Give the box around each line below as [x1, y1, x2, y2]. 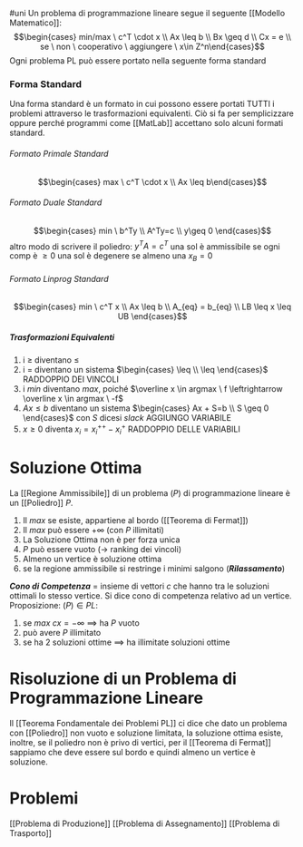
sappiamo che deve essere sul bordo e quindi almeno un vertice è [9, 746, 256, 757]
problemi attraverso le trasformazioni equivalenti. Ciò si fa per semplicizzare [9, 108, 295, 119]
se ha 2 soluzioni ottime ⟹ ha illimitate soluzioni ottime [22, 637, 230, 647]
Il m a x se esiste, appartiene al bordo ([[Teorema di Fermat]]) [22, 514, 249, 525]
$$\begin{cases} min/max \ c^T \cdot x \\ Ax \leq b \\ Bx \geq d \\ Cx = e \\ [13, 32, 292, 42]
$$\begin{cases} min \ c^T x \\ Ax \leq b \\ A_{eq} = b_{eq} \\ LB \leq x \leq [13, 301, 292, 312]
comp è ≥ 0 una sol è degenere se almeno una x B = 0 [9, 250, 213, 264]
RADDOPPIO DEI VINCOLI [22, 374, 120, 385]
